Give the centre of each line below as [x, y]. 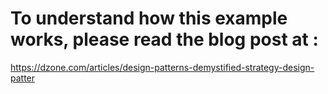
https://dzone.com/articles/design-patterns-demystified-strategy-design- [162, 67]
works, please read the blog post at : [164, 39]
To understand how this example [149, 18]
